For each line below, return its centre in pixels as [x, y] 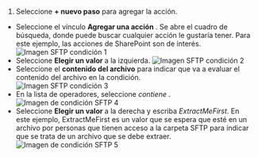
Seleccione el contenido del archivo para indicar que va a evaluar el [128, 69]
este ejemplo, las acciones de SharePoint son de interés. [108, 44]
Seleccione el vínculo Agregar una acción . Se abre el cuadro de [121, 27]
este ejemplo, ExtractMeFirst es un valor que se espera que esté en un [131, 119]
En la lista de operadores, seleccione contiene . [93, 94]
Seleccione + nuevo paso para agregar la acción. [96, 11]
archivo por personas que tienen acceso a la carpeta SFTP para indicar [132, 128]
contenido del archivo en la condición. [78, 77]
